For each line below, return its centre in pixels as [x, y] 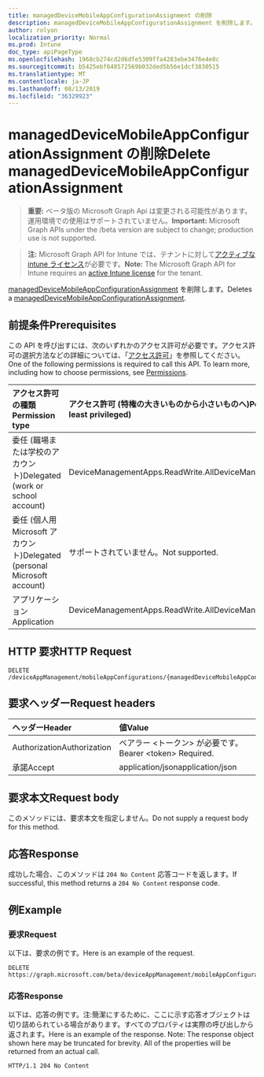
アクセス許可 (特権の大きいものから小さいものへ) [159, 404]
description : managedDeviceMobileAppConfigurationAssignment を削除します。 [132, 23]
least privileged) [100, 414]
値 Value [134, 727]
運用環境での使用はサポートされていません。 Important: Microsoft [134, 221]
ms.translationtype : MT [47, 74]
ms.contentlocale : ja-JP [49, 81]
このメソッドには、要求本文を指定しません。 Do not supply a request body [128, 818]
